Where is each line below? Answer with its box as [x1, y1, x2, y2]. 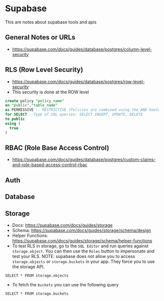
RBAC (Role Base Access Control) [5, 144, 109, 152]
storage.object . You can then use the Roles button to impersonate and [12, 248, 155, 254]
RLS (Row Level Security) [5, 65, 83, 74]
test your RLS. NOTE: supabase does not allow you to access [12, 253, 135, 259]
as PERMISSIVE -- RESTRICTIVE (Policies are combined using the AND [5, 107, 147, 112]
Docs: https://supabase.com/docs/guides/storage [12, 222, 113, 228]
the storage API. [12, 263, 45, 269]
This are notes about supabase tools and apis [5, 19, 97, 25]
